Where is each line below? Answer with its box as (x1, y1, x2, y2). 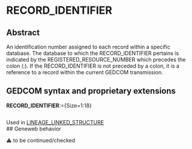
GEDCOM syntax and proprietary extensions (6, 86, 176, 96)
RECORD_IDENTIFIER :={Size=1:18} (6, 102, 92, 109)
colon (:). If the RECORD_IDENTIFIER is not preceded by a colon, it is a (6, 62, 180, 69)
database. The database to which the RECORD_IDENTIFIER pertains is (6, 50, 179, 57)
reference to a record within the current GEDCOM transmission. (6, 69, 163, 75)
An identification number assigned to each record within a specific (6, 43, 171, 50)
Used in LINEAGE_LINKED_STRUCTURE (6, 118, 104, 126)
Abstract (6, 28, 40, 38)
